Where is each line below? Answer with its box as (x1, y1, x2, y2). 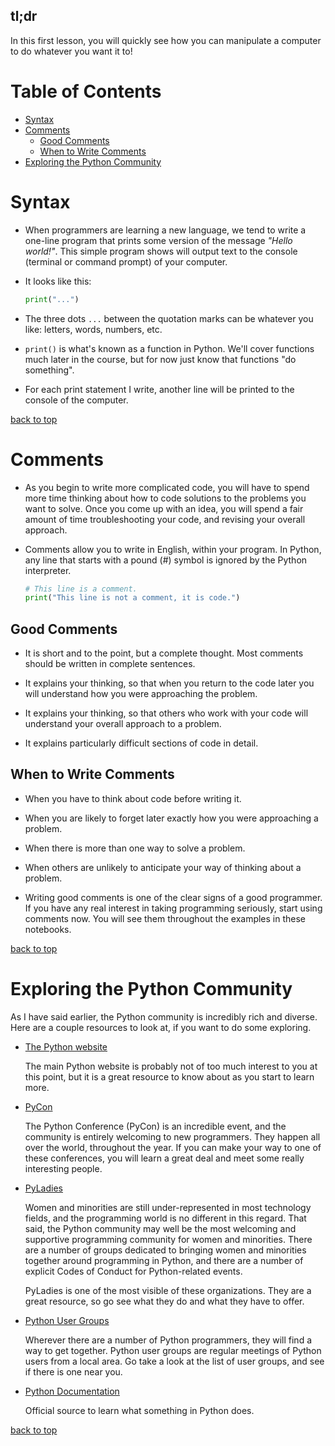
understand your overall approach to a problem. (24, 718, 222, 730)
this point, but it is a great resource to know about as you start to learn (24, 1070, 315, 1083)
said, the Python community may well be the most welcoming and (24, 1222, 297, 1234)
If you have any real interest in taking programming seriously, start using (24, 902, 323, 914)
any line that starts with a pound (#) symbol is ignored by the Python (24, 554, 308, 566)
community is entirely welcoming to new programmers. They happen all (24, 1130, 321, 1143)
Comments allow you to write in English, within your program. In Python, (24, 543, 322, 555)
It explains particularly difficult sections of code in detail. (24, 737, 259, 749)
